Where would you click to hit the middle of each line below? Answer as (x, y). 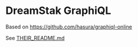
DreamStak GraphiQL (58, 11)
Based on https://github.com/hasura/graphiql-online (69, 27)
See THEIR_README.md (35, 38)
